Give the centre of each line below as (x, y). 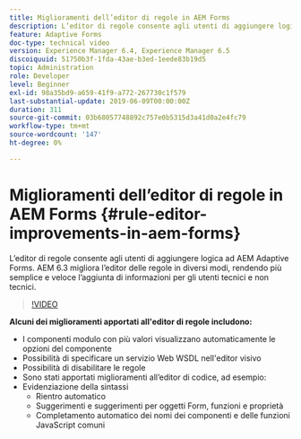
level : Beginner (39, 84)
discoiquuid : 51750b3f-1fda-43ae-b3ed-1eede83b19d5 (107, 59)
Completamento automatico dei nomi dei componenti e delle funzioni (163, 415)
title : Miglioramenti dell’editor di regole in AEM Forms (120, 18)
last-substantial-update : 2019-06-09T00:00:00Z (100, 101)
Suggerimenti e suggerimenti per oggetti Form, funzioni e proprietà (159, 406)
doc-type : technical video (60, 43)
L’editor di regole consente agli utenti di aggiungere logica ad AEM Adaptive (149, 258)
